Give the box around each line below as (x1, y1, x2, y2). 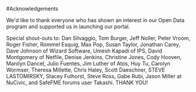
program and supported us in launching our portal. (6, 23, 130, 30)
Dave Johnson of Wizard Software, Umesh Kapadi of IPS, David (6, 47, 163, 54)
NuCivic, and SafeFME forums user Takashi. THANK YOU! (6, 79, 148, 86)
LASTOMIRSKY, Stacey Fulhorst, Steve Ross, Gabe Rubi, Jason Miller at (6, 73, 182, 79)
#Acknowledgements (6, 5, 58, 12)
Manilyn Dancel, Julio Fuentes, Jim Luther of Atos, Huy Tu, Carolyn (6, 60, 171, 67)
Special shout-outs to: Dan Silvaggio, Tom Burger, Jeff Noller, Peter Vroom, (6, 35, 191, 41)
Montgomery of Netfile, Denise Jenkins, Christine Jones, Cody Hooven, (6, 54, 182, 60)
